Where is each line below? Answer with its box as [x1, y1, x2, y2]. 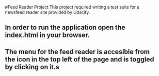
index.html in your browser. [5, 31, 90, 39]
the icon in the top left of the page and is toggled [5, 55, 154, 63]
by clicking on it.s [5, 63, 60, 71]
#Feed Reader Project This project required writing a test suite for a [5, 4, 140, 10]
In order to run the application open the [5, 23, 126, 32]
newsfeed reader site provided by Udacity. [5, 9, 90, 15]
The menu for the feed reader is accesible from [5, 47, 150, 56]
